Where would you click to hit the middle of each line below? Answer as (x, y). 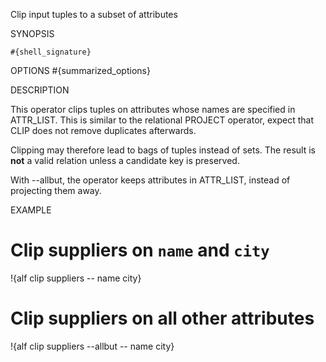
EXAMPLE (31, 210)
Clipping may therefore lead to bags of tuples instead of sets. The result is (163, 150)
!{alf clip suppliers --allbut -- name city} (92, 346)
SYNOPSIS (32, 33)
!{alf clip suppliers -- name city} (76, 278)
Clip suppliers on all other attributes (162, 318)
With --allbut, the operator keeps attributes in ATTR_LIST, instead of (150, 180)
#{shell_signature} (51, 52)
